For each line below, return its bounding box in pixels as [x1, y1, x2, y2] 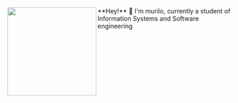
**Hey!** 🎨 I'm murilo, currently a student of [97, 7, 231, 15]
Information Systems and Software [97, 14, 199, 23]
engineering [97, 22, 133, 30]
